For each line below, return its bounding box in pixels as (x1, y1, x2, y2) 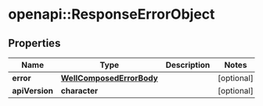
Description (165, 60, 211, 70)
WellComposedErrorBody (60, 72, 158, 83)
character (60, 86, 99, 96)
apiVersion (12, 86, 53, 96)
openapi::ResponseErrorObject (8, 5, 215, 23)
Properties (8, 37, 61, 50)
